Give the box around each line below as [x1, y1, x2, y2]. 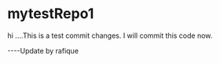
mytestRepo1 [7, 5, 94, 23]
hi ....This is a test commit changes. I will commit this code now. [7, 31, 213, 40]
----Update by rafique [7, 46, 79, 55]
